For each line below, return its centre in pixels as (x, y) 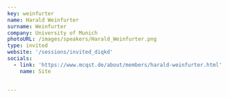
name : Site (35, 71)
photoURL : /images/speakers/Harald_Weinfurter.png (82, 39)
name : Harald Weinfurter (43, 20)
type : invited (28, 46)
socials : (20, 59)
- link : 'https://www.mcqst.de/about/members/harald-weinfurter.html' (118, 65)
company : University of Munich (52, 33)
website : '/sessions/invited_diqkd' (60, 52)
